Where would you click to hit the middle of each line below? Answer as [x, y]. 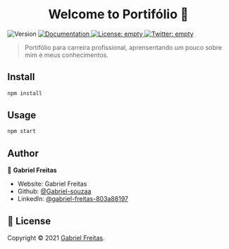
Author [23, 153]
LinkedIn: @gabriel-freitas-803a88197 [73, 199]
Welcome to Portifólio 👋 [118, 14]
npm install [25, 93]
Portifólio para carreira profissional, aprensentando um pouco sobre [123, 47]
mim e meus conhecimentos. [67, 55]
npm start [22, 132]
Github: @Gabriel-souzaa [54, 191]
